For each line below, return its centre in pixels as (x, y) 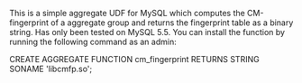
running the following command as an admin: (93, 41)
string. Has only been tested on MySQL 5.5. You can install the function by (147, 32)
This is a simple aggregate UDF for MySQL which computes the (127, 13)
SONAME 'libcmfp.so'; (51, 69)
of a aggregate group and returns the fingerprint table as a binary (172, 23)
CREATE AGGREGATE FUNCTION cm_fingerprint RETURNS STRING (134, 59)
